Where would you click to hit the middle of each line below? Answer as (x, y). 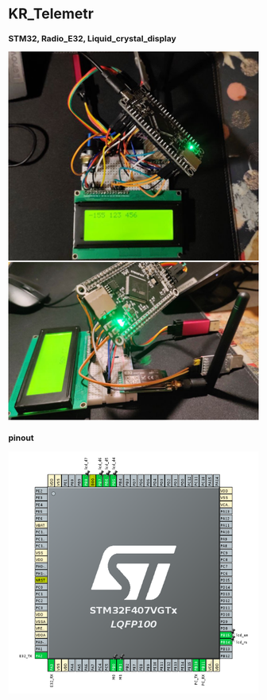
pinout (21, 438)
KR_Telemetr (51, 14)
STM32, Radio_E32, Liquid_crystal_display (92, 39)
